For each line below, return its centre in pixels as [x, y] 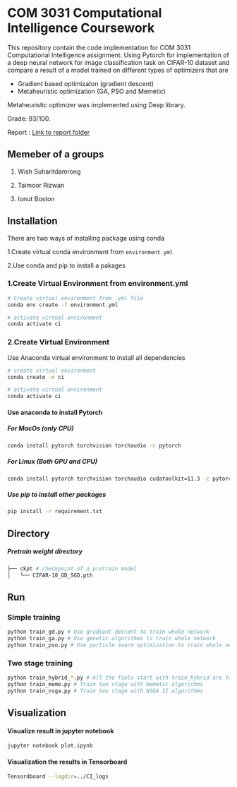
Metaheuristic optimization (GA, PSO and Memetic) [91, 91]
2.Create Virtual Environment [59, 342]
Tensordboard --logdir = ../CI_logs [58, 777]
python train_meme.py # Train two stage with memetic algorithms [105, 684]
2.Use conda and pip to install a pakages [66, 265]
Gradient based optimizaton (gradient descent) [85, 83]
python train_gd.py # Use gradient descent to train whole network [109, 632]
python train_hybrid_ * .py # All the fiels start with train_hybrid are [115, 678]
